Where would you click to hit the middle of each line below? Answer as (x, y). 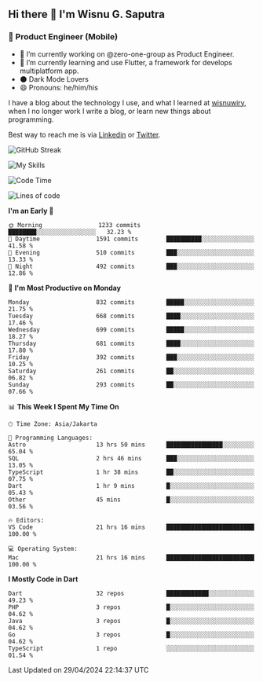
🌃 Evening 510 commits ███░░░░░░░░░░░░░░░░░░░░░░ (131, 252)
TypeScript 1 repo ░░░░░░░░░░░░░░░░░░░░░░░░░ (131, 648)
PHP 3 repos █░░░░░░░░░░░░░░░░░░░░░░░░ (131, 607)
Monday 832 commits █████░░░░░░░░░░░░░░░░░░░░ (131, 302)
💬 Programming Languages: (50, 438)
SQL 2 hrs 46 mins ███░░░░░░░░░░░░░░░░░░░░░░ (131, 458)
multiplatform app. (49, 71)
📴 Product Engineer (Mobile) (63, 37)
